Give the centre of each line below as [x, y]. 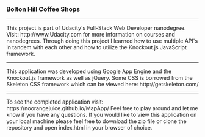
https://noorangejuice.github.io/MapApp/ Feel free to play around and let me [102, 108]
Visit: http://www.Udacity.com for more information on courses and [91, 35]
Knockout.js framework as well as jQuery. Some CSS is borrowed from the [100, 78]
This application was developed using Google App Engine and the [89, 71]
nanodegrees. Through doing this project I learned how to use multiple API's [102, 41]
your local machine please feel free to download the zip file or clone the [97, 121]
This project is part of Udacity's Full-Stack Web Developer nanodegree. [96, 28]
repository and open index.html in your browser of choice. [79, 128]
